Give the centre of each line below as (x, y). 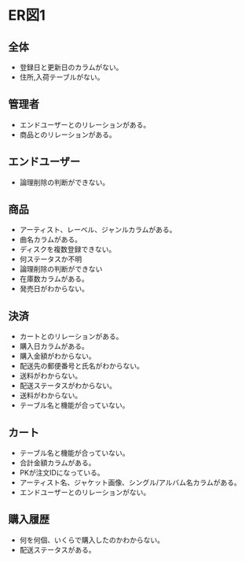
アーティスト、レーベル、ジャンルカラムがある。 (98, 230)
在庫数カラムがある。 (54, 279)
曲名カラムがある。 (51, 239)
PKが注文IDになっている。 (62, 473)
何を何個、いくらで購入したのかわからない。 (92, 540)
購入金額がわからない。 (57, 356)
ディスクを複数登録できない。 (68, 250)
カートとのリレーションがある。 (71, 336)
